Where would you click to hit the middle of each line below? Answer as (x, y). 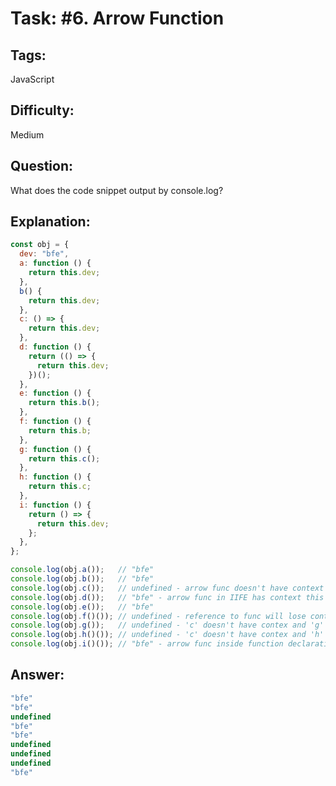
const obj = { (40, 245)
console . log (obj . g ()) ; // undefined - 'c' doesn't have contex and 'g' (167, 625)
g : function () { (55, 449)
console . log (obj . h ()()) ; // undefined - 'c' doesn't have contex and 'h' (167, 635)
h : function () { (55, 477)
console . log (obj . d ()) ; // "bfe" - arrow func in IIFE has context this (167, 597)
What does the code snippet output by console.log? (117, 190)
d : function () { (55, 347)
